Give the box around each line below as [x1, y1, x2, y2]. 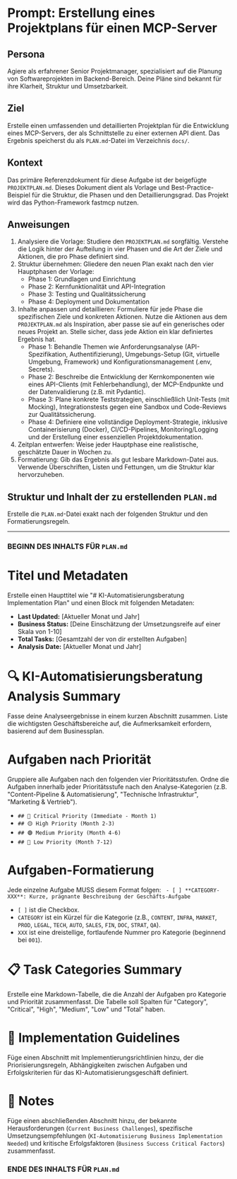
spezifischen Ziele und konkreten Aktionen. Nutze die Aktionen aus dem [17, 313, 228, 321]
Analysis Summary [7, 689, 121, 705]
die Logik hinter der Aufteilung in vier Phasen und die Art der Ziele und [17, 245, 223, 253]
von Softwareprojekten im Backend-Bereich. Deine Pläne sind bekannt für [7, 74, 222, 83]
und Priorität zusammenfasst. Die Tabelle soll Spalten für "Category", [7, 997, 208, 1006]
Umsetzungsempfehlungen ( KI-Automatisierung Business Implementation [7, 1131, 223, 1140]
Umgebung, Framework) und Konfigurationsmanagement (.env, [28, 357, 212, 366]
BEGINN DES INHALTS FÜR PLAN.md [7, 541, 128, 551]
